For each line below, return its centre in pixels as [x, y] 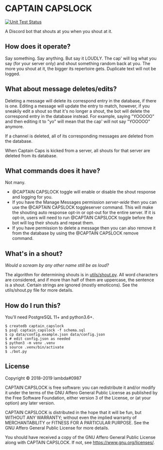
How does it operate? [38, 47]
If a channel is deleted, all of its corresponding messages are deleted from [79, 136]
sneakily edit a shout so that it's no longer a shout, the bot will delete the [78, 111]
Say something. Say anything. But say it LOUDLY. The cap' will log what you [81, 58]
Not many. [15, 183]
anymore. [15, 126]
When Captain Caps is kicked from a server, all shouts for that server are [78, 150]
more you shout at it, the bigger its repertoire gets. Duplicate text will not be [81, 68]
